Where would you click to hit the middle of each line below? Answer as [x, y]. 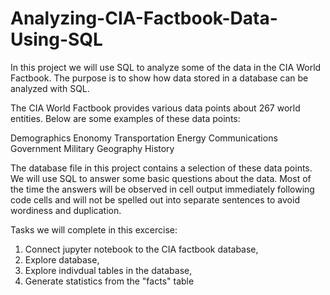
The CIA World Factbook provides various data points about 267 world [155, 108]
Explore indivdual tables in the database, [108, 270]
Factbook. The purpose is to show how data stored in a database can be [159, 78]
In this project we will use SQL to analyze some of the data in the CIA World [166, 67]
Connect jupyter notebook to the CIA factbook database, [141, 249]
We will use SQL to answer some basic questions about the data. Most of [161, 178]
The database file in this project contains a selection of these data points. [161, 168]
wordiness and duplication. [66, 210]
